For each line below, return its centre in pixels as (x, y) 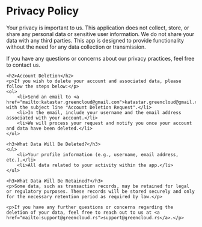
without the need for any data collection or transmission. (76, 47)
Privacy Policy (43, 11)
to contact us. (23, 65)
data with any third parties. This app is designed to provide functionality (95, 40)
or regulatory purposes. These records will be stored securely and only (101, 191)
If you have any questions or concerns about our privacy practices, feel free (100, 58)
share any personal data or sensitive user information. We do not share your (100, 34)
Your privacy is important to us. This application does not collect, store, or (98, 28)
